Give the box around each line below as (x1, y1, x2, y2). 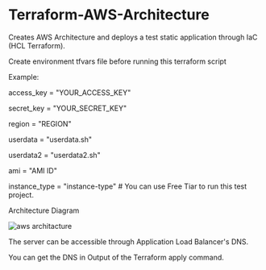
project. (8, 189, 35, 199)
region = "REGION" (8, 118, 72, 128)
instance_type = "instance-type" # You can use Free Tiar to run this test (8, 181, 247, 191)
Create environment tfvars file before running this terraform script (8, 56, 227, 66)
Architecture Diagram (8, 206, 80, 215)
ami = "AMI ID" (8, 165, 58, 175)
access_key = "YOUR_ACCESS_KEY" (8, 87, 131, 98)
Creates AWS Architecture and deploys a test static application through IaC (8, 32, 258, 42)
